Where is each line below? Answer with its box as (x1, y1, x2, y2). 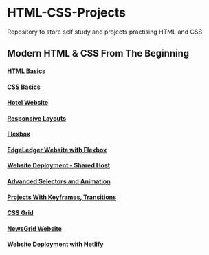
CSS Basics (7, 83, 41, 91)
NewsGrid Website (7, 224, 62, 232)
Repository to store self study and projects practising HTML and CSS (7, 28, 203, 36)
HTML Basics (7, 67, 46, 75)
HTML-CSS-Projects (7, 5, 126, 21)
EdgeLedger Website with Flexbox (7, 145, 107, 154)
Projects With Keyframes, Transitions (7, 193, 117, 201)
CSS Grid (7, 209, 34, 217)
